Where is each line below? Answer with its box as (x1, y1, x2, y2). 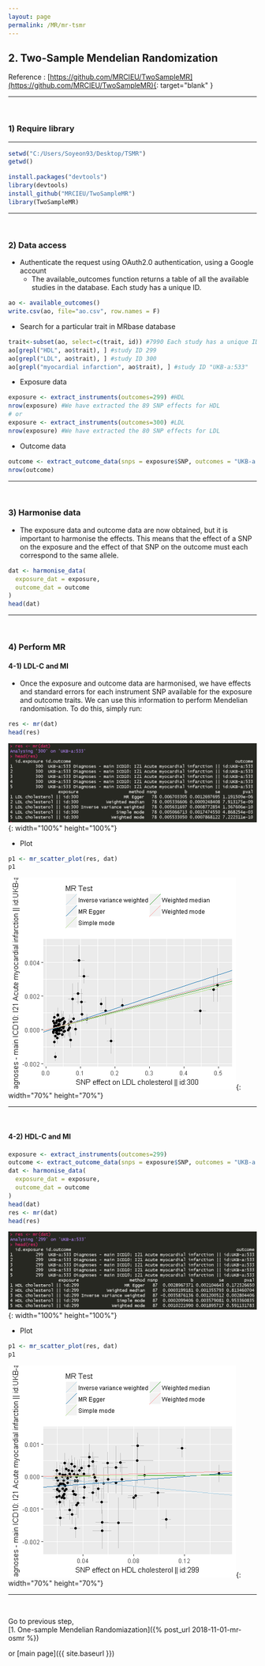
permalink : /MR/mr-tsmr (8, 21, 87, 29)
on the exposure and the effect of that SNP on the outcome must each (19, 542, 248, 551)
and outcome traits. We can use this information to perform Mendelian (19, 696, 248, 705)
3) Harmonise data (8, 507, 81, 518)
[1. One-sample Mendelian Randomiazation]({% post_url (8, 1625, 191, 1634)
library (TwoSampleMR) (8, 198, 80, 206)
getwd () (8, 158, 34, 166)
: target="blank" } (156, 81, 214, 90)
